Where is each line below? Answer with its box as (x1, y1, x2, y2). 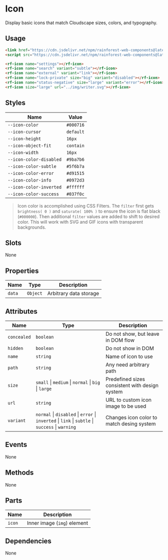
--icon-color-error (7, 170, 54, 176)
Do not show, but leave (105, 330, 159, 337)
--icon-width (7, 149, 39, 155)
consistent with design (105, 382, 159, 389)
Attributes (5, 307, 37, 316)
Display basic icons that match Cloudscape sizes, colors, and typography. (5, 20, 157, 26)
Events (5, 440, 27, 449)
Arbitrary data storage (47, 290, 99, 297)
